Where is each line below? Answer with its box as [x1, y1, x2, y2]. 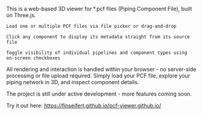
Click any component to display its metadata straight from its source [6, 34, 190, 40]
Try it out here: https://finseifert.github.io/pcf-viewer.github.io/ [6, 102, 162, 109]
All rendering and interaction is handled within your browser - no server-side [6, 66, 197, 73]
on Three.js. [6, 11, 36, 19]
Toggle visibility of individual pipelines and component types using [6, 50, 188, 56]
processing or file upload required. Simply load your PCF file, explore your [6, 72, 191, 79]
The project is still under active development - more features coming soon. [6, 90, 192, 97]
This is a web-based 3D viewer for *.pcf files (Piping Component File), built [6, 5, 192, 12]
